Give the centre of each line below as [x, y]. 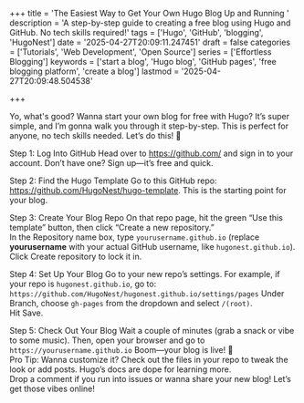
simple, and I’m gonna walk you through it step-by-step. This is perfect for [149, 126]
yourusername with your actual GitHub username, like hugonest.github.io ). [152, 247]
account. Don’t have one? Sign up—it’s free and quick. [111, 163]
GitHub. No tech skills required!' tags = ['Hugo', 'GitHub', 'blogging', [136, 32]
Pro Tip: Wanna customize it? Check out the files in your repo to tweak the [149, 360]
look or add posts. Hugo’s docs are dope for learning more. [121, 369]
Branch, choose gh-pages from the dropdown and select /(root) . [131, 303]
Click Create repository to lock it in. [76, 256]
